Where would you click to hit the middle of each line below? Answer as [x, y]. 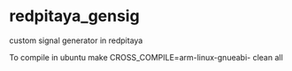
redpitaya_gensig [74, 16]
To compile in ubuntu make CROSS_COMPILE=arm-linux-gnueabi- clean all [146, 57]
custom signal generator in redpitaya [76, 40]
